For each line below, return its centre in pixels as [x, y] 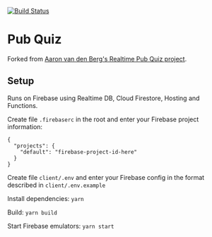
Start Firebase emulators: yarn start [61, 226]
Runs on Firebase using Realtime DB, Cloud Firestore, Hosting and [104, 98]
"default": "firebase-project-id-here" [79, 152]
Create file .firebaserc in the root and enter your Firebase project [103, 119]
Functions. [23, 105]
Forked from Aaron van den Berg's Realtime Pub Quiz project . [97, 59]
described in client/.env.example [57, 185]
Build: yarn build [33, 212]
